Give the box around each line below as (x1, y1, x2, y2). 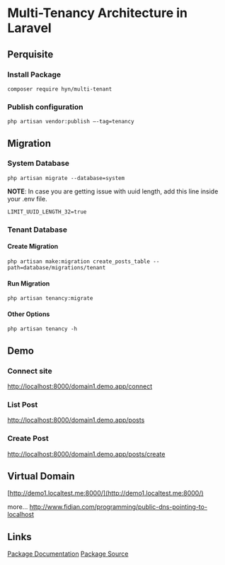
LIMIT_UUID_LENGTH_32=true (7, 208, 87, 216)
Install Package (7, 69, 62, 79)
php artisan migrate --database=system (7, 174, 125, 181)
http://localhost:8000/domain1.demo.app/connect (7, 382, 153, 391)
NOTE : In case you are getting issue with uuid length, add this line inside (7, 186, 219, 196)
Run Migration (7, 279, 50, 288)
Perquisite (7, 48, 54, 60)
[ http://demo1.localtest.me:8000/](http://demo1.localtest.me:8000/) (7, 489, 204, 498)
